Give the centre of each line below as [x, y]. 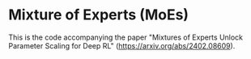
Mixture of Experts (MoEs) [98, 15]
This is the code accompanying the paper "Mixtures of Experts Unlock [126, 37]
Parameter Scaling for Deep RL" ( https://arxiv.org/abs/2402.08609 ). [122, 45]
